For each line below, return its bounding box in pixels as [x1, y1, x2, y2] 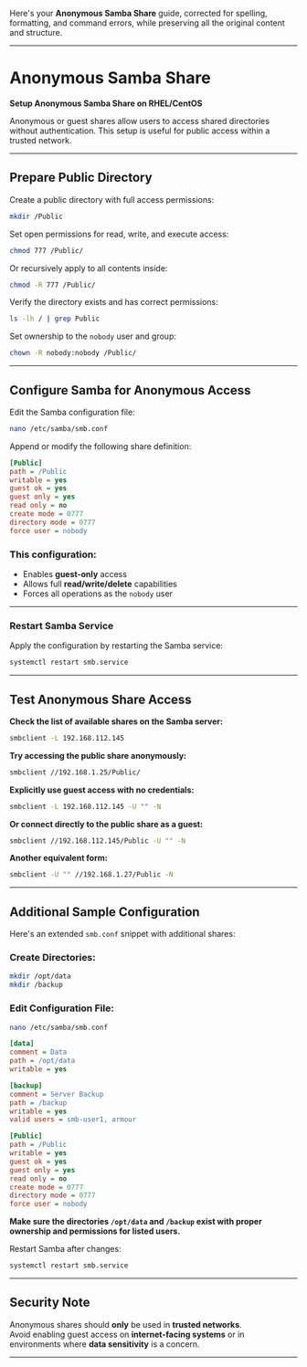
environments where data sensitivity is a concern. [9, 1338, 200, 1350]
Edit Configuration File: [9, 1002, 114, 1015]
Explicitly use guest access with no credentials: [9, 784, 195, 795]
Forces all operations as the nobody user [22, 588, 174, 599]
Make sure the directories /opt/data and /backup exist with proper [9, 1216, 262, 1227]
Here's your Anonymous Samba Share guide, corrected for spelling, [9, 8, 268, 18]
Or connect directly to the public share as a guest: [9, 818, 204, 829]
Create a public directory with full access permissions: [9, 194, 215, 205]
